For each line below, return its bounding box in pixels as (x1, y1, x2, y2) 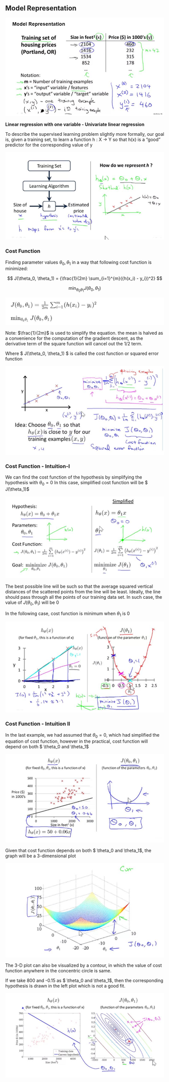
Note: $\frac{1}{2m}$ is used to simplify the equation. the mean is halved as (5, 330, 163, 336)
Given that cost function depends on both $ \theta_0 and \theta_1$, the (5, 848, 151, 854)
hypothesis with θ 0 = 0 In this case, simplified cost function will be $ (5, 480, 148, 487)
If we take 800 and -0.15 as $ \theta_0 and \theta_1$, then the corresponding (5, 977, 163, 984)
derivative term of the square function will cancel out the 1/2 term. (5, 340, 143, 346)
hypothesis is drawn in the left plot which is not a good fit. (5, 983, 126, 989)
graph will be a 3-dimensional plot (5, 853, 76, 859)
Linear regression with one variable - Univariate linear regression (5, 121, 145, 127)
